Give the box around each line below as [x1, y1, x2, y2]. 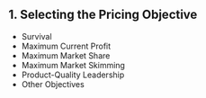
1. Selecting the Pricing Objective [8, 7, 198, 22]
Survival [21, 31, 52, 41]
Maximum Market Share [21, 49, 111, 61]
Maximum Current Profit [21, 40, 112, 51]
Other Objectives [21, 78, 85, 89]
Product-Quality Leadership [21, 69, 125, 80]
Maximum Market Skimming [21, 59, 125, 70]
